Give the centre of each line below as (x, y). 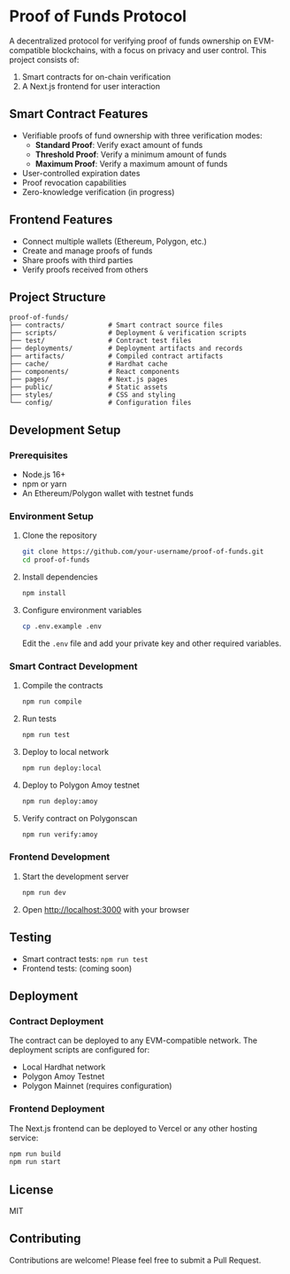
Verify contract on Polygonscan (80, 818)
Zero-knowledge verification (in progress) (98, 191)
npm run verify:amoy (60, 835)
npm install (44, 594)
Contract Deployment (57, 1021)
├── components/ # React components (94, 372)
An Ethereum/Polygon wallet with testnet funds (108, 493)
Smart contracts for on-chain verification (96, 76)
